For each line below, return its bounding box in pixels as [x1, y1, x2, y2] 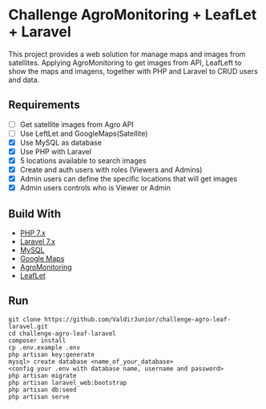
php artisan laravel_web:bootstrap [8, 378, 127, 387]
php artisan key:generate [8, 350, 95, 358]
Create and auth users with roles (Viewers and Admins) [19, 165, 203, 174]
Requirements [8, 98, 80, 112]
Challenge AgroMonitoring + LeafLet [8, 6, 257, 24]
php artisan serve [8, 392, 70, 401]
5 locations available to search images [19, 156, 147, 166]
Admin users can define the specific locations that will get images [19, 174, 238, 184]
